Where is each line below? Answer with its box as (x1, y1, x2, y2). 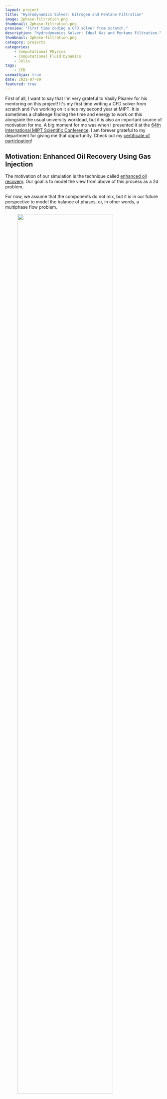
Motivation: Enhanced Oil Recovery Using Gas (5, 152, 151, 161)
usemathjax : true (5, 72, 41, 77)
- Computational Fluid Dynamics (14, 53, 81, 59)
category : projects (5, 40, 46, 45)
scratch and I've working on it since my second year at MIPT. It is (5, 106, 140, 112)
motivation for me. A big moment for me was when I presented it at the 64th (5, 122, 161, 128)
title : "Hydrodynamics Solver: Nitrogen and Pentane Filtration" (5, 12, 144, 17)
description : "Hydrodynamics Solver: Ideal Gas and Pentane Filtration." (5, 30, 162, 35)
